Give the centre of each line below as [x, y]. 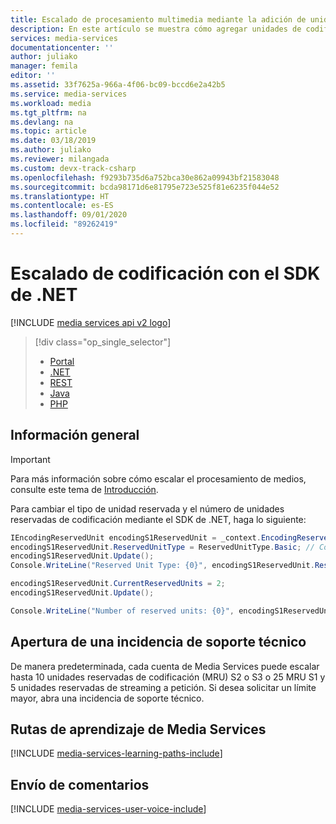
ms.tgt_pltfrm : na [48, 112]
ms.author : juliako [51, 150]
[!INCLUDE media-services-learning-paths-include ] [116, 753]
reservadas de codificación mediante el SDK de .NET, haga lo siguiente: [158, 519]
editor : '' [33, 76]
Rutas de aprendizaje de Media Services [138, 729]
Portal [62, 361]
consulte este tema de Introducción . [84, 489]
